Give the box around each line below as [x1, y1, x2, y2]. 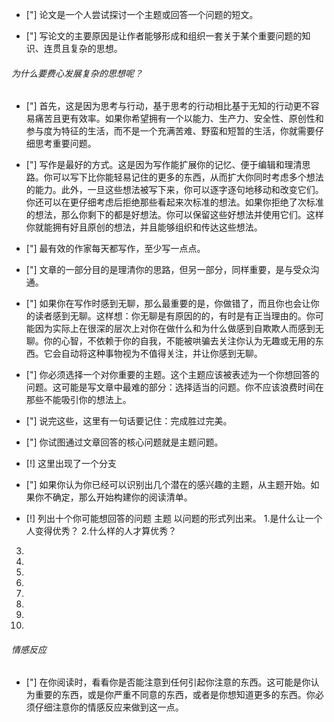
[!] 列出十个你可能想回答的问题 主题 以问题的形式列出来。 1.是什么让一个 [25, 513, 323, 525]
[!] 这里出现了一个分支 [25, 458, 117, 470]
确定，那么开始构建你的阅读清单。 [52, 491, 193, 503]
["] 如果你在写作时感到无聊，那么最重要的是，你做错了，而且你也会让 [25, 298, 311, 310]
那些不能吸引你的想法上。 [25, 394, 132, 406]
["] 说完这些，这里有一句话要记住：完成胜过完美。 [25, 415, 233, 427]
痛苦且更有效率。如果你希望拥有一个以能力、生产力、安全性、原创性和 [34, 113, 324, 125]
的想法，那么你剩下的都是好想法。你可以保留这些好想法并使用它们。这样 [25, 209, 324, 221]
